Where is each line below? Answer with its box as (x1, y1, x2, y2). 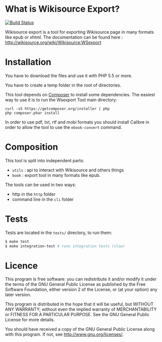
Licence (5, 260, 38, 271)
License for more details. (5, 317, 55, 323)
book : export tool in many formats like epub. (12, 172, 101, 178)
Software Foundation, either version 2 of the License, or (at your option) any (5, 287, 158, 293)
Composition (5, 142, 58, 152)
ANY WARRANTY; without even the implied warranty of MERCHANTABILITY (5, 306, 157, 312)
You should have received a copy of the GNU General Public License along (5, 326, 155, 332)
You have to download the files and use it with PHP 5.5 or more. (5, 72, 133, 79)
